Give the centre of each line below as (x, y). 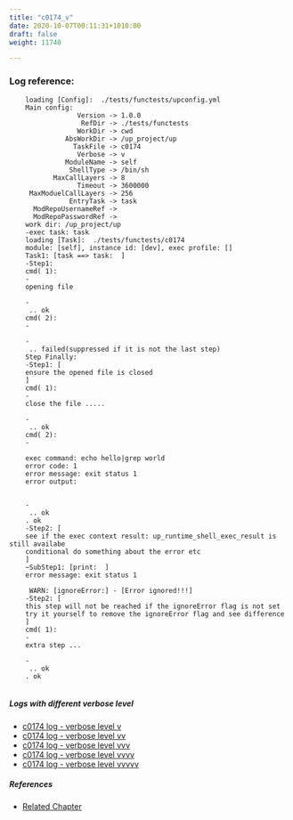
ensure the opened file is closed (89, 372)
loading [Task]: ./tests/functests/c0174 (105, 240)
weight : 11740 (36, 42)
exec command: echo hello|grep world (95, 458)
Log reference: (42, 81)
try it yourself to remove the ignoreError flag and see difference (155, 614)
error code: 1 (51, 466)
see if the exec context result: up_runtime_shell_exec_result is (151, 536)
